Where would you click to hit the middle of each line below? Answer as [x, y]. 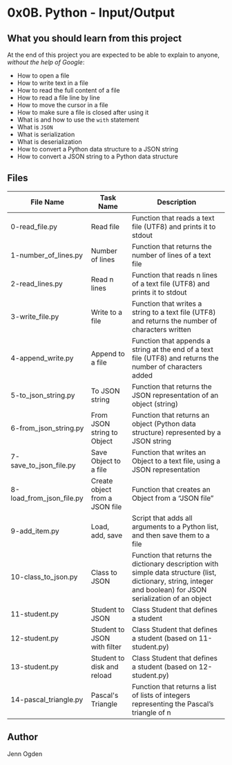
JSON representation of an [175, 395]
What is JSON [35, 127]
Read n [102, 279]
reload [101, 675]
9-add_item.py [35, 531]
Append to [108, 353]
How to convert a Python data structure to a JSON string [97, 149]
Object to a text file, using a [176, 461]
